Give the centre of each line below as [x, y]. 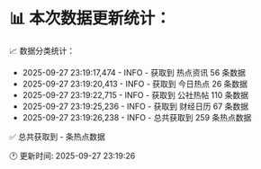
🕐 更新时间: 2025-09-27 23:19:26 [72, 156]
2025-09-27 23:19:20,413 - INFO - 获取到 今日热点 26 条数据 [135, 84]
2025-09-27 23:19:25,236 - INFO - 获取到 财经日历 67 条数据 [135, 106]
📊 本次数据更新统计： [90, 18]
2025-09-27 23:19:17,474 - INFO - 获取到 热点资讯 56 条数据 [134, 72]
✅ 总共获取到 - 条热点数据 [58, 137]
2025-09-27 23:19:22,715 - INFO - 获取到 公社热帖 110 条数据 [135, 94]
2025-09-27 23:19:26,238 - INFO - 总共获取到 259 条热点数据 [137, 117]
